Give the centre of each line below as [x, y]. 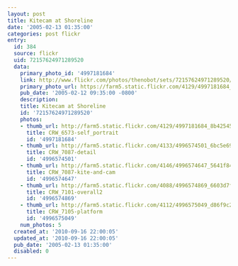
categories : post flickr [44, 34]
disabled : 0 [32, 251]
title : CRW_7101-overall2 [64, 192]
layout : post [27, 14]
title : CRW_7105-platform [64, 212]
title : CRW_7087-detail [61, 153]
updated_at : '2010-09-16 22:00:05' [66, 238]
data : [22, 67]
